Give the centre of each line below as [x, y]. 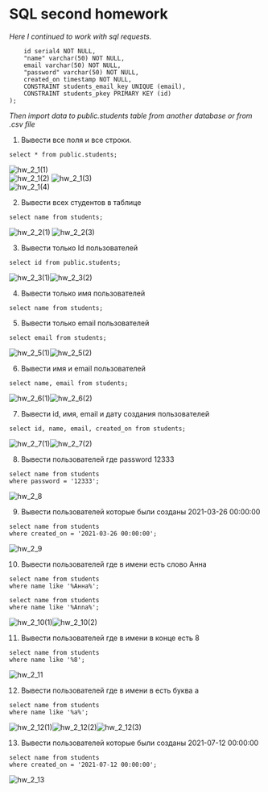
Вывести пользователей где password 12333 [97, 459]
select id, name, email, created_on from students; [97, 429]
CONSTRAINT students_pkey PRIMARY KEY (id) [98, 94]
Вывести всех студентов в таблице [81, 202]
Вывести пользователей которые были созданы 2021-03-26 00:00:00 [140, 511]
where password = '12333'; [54, 481]
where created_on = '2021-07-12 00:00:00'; [83, 765]
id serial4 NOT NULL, [60, 51]
